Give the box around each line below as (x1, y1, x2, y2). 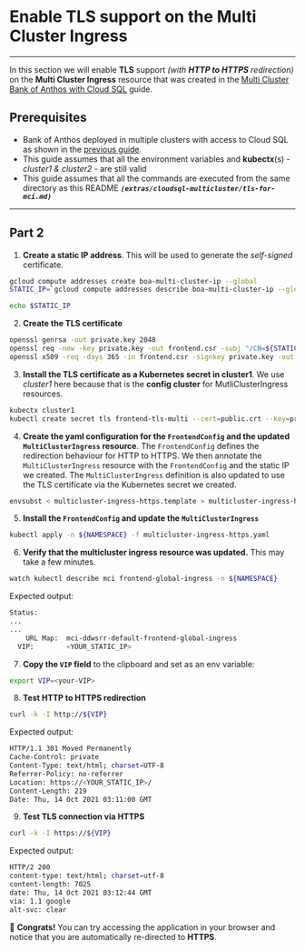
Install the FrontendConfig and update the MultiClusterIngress (22, 513, 260, 524)
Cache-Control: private (9, 753, 100, 762)
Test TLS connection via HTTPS (22, 811, 145, 822)
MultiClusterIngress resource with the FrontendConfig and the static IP (22, 459, 290, 470)
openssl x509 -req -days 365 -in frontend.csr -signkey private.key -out (9, 352, 295, 361)
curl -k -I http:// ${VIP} (9, 710, 107, 719)
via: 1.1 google (9, 896, 71, 906)
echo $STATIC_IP (9, 302, 71, 311)
